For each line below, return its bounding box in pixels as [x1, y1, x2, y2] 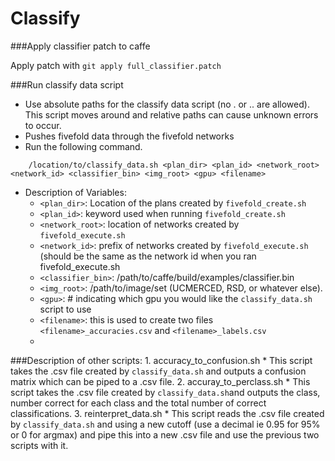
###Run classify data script [10, 78, 124, 91]
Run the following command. [24, 140, 143, 152]
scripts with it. [10, 439, 69, 451]
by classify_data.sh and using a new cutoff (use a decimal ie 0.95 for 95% [10, 418, 321, 430]
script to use [39, 303, 92, 315]
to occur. [24, 119, 62, 131]
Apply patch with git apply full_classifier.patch [10, 59, 222, 71]
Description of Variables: [24, 186, 127, 198]
